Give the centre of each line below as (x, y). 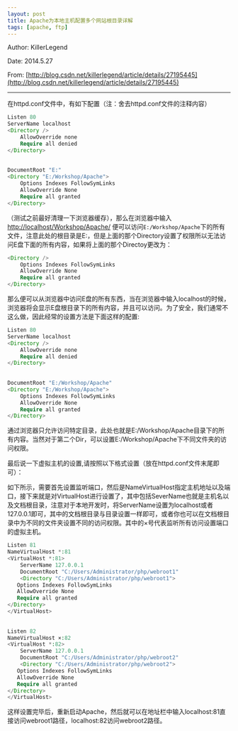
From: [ (18, 75)
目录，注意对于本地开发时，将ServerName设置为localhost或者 (123, 505)
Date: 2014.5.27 (30, 61)
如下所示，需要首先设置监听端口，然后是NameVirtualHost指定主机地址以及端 (119, 487)
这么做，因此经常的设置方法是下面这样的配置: (74, 316)
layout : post (27, 14)
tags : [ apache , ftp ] (38, 27)
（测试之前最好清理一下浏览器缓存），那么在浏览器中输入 (90, 218)
